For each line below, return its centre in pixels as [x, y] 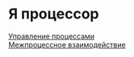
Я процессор [54, 14]
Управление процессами [52, 36]
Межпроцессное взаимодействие [67, 44]
